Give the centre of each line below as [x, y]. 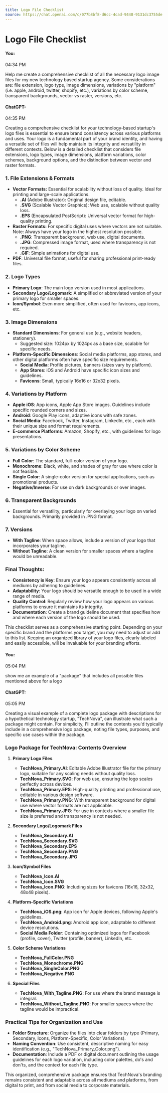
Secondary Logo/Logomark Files [47, 826]
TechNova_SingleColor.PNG [50, 969]
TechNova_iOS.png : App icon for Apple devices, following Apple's [89, 912]
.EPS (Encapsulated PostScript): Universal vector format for [81, 216]
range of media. [29, 596]
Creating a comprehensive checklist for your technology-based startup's [80, 128]
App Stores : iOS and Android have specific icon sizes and [80, 370]
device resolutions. [40, 928]
